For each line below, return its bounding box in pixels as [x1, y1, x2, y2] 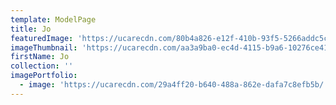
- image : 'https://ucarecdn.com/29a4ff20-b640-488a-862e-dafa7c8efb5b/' [19, 80, 329, 90]
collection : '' [10, 61, 74, 71]
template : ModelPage [10, 14, 97, 25]
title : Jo [10, 24, 52, 34]
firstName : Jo [10, 52, 70, 62]
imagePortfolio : [10, 71, 78, 81]
